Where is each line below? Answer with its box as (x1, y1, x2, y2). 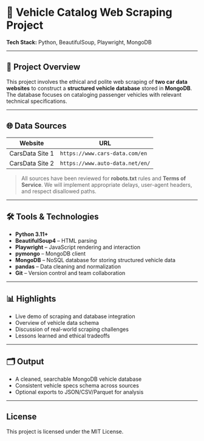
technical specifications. (6, 97, 68, 105)
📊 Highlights (6, 293, 56, 304)
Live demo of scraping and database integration (15, 313, 135, 320)
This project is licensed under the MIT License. (6, 428, 124, 435)
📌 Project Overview (6, 62, 81, 72)
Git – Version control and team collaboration (15, 269, 126, 277)
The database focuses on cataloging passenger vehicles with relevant (6, 91, 182, 98)
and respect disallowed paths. (21, 187, 97, 195)
